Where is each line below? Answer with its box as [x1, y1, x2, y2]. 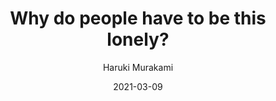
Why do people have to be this [9, 7, 267, 30]
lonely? [106, 28, 170, 51]
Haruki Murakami [102, 61, 174, 73]
